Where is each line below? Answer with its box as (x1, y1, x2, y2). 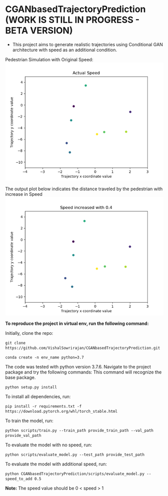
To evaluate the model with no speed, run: (5, 442, 92, 448)
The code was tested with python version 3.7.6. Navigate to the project (5, 363, 151, 369)
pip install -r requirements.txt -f (5, 404, 82, 409)
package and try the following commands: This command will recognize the (5, 369, 162, 375)
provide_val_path (5, 433, 42, 438)
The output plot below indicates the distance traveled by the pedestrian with (5, 186, 163, 192)
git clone (5, 340, 26, 345)
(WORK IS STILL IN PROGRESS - (5, 14, 140, 26)
